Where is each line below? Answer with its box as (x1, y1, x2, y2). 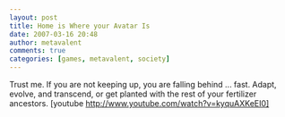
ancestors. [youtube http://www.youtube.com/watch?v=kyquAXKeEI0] (9, 98, 270, 108)
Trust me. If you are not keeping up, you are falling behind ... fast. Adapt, (9, 79, 277, 89)
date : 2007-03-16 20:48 (9, 29, 99, 38)
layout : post (9, 13, 58, 22)
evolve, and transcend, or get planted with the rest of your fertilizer (9, 88, 257, 99)
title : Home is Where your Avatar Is (9, 21, 151, 30)
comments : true (9, 46, 66, 55)
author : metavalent (9, 38, 82, 47)
